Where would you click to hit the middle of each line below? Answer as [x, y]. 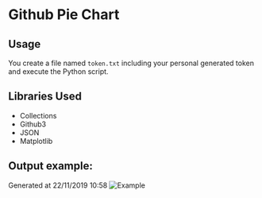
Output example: [50, 166]
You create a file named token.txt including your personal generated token [131, 63]
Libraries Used [45, 97]
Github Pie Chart [64, 15]
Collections [38, 115]
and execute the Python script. [58, 72]
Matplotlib [36, 141]
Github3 [33, 124]
